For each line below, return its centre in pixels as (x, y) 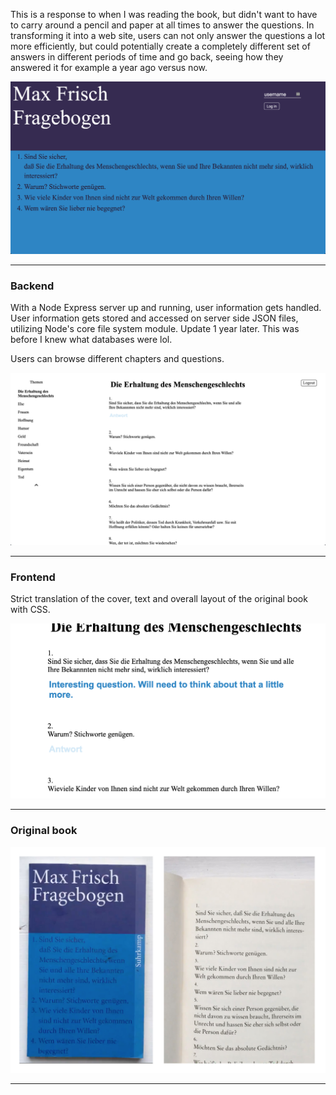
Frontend (33, 577)
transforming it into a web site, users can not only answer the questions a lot (168, 35)
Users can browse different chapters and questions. (117, 359)
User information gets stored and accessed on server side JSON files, (154, 318)
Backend (32, 286)
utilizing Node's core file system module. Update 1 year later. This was (155, 329)
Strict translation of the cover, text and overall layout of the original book (159, 599)
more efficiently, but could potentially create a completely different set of (160, 46)
